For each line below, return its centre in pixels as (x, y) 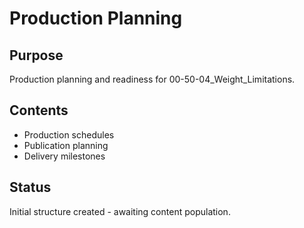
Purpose (36, 55)
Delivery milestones (64, 156)
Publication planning (66, 145)
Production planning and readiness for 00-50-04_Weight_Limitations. (152, 79)
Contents (39, 110)
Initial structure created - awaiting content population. (120, 211)
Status (30, 187)
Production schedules (69, 134)
